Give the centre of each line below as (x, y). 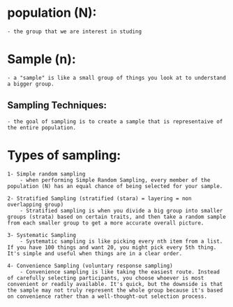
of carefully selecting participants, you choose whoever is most (106, 278)
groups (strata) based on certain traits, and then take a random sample (117, 217)
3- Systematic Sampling (42, 235)
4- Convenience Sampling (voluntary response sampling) (90, 266)
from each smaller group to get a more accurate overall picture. (106, 223)
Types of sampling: (64, 155)
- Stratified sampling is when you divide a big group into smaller (121, 210)
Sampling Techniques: (57, 105)
